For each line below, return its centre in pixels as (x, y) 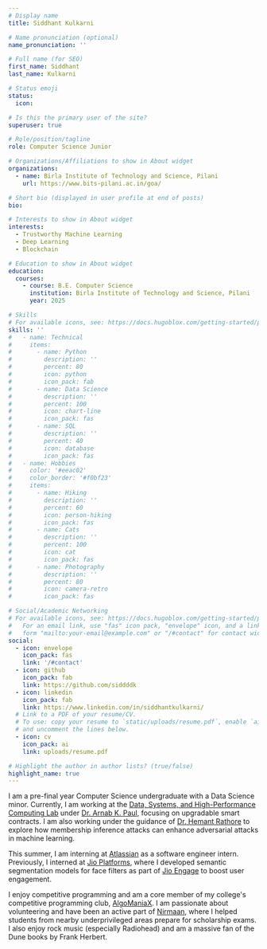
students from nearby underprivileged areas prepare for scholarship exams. (132, 920)
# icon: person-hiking (60, 515)
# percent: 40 (46, 441)
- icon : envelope (44, 648)
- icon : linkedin (44, 692)
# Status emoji (33, 88)
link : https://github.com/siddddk (79, 685)
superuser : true (35, 125)
